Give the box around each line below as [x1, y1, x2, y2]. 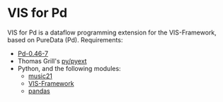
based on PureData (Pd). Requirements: [7, 35, 123, 44]
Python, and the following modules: [17, 64, 122, 72]
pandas [28, 87, 51, 95]
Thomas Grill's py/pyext [17, 56, 87, 65]
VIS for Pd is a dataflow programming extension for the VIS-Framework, [7, 28, 217, 37]
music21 [28, 72, 53, 80]
